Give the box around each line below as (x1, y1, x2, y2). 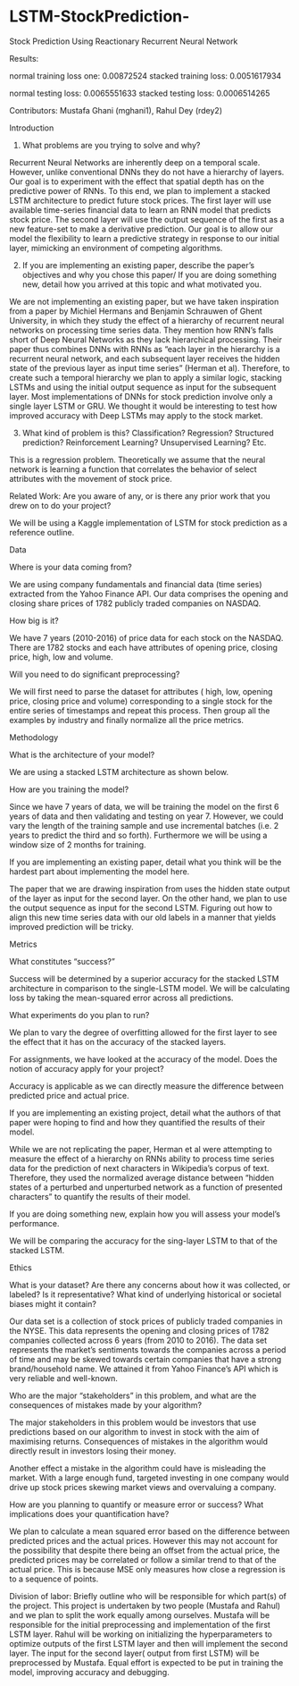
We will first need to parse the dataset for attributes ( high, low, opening (9, 686, 273, 696)
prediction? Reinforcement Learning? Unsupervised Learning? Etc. (21, 436, 267, 448)
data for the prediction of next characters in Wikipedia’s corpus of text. (9, 1162, 270, 1173)
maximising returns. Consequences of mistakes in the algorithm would (9, 1436, 269, 1446)
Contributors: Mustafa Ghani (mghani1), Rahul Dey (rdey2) (9, 105, 223, 115)
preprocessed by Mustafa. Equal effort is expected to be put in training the (9, 1656, 284, 1668)
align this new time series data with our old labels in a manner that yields (9, 912, 277, 923)
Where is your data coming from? (9, 561, 132, 572)
